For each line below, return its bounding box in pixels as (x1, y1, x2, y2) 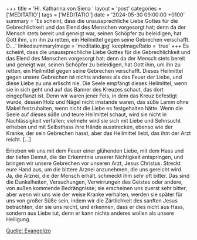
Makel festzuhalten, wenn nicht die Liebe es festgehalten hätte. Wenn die (6, 105, 184, 111)
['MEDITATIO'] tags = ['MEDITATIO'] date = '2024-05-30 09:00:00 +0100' (6, 11, 185, 18)
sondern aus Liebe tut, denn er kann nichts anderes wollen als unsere (6, 209, 174, 217)
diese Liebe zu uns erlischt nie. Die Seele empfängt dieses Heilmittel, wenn (6, 80, 188, 87)
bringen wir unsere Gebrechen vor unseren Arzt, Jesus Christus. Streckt (6, 160, 181, 167)
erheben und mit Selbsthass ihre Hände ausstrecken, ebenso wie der (6, 123, 173, 130)
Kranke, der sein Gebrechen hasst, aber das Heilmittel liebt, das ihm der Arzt (6, 130, 191, 137)
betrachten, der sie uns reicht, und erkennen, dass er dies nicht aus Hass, (6, 204, 185, 210)
